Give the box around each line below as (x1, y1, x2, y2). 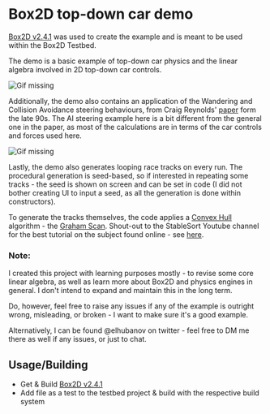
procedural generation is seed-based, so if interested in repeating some (8, 170, 249, 180)
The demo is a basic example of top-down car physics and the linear (8, 56, 238, 66)
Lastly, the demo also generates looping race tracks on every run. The (8, 162, 243, 171)
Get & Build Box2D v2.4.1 (19, 379, 103, 390)
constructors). (8, 196, 56, 206)
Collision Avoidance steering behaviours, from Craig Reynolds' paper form (8, 105, 257, 114)
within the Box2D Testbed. (8, 40, 97, 50)
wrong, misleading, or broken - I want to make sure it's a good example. (8, 310, 249, 320)
